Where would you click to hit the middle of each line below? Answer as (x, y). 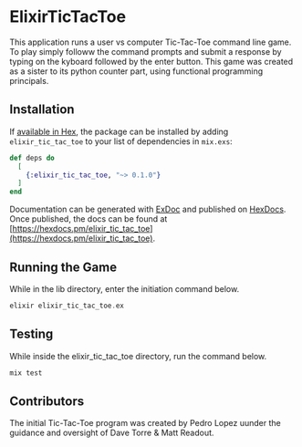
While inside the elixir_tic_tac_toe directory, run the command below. (138, 356)
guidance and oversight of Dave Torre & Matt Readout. (112, 433)
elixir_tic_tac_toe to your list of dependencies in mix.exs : (121, 141)
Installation (42, 110)
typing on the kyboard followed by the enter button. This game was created (151, 61)
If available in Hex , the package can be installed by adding (119, 131)
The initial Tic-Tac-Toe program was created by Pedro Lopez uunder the (145, 423)
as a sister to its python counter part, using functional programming (136, 71)
